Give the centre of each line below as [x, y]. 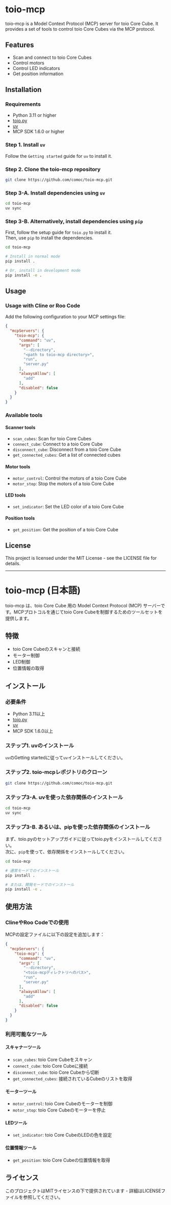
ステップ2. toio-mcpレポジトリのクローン [56, 772]
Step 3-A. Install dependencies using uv [55, 193]
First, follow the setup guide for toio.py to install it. [59, 232]
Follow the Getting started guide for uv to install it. [59, 156]
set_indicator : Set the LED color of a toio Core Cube [68, 506]
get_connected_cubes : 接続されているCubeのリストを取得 [72, 1079]
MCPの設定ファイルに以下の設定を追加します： [55, 935]
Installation [23, 90]
